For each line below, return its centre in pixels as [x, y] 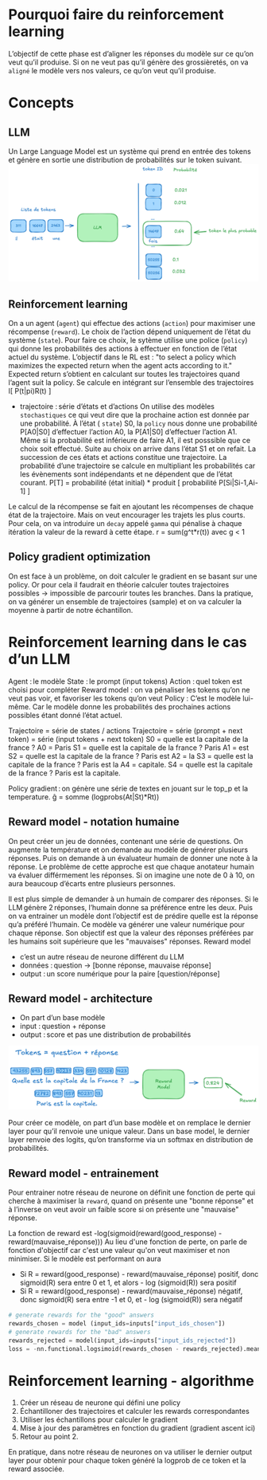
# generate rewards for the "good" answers [81, 1315]
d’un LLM [39, 659]
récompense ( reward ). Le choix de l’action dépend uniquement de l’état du [130, 332]
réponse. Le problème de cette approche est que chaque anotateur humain [131, 866]
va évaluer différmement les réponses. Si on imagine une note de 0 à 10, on [132, 875]
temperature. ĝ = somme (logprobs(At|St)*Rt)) [84, 797]
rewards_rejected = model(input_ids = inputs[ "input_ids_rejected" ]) [122, 1341]
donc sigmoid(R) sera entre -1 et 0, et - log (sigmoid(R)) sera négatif [131, 1300]
